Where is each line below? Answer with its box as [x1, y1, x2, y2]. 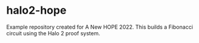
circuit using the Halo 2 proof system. [6, 29, 100, 36]
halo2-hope [6, 4, 67, 17]
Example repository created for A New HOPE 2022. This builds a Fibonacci [6, 23, 193, 30]
